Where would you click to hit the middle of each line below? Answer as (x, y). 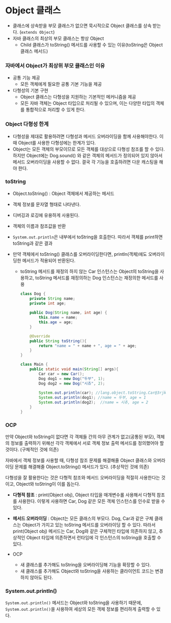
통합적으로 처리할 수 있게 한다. (55, 110)
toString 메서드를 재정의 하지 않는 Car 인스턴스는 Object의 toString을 (89, 271)
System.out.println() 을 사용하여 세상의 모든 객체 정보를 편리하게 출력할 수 (80, 609)
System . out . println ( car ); (66, 393)
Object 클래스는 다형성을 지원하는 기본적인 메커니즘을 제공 (78, 97)
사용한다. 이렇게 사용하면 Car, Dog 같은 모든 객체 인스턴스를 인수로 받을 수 (92, 501)
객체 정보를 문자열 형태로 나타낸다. (47, 204)
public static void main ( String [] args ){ (74, 369)
